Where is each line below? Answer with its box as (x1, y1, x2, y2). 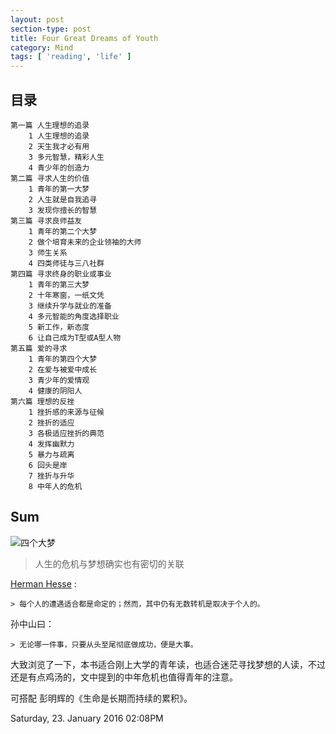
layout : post (10, 14, 65, 25)
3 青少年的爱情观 (28, 375, 90, 385)
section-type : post (10, 24, 92, 34)
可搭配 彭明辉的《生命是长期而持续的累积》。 (10, 692, 193, 704)
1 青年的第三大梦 (28, 279, 90, 290)
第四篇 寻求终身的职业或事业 (10, 269, 112, 279)
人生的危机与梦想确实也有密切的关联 (34, 557, 185, 570)
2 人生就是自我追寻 (28, 194, 98, 205)
